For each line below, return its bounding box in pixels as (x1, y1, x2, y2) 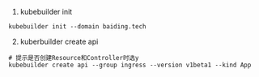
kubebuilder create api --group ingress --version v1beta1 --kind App (8, 61, 252, 69)
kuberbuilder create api (19, 36, 99, 46)
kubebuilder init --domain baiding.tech (8, 23, 147, 31)
